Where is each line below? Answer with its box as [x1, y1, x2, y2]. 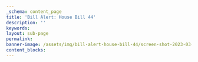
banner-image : [6, 42, 41, 48]
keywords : [6, 25, 31, 31]
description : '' [6, 19, 46, 25]
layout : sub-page [6, 31, 49, 37]
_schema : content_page [6, 8, 62, 15]
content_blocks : [6, 47, 46, 53]
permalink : [6, 36, 33, 42]
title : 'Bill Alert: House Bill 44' [6, 14, 96, 20]
